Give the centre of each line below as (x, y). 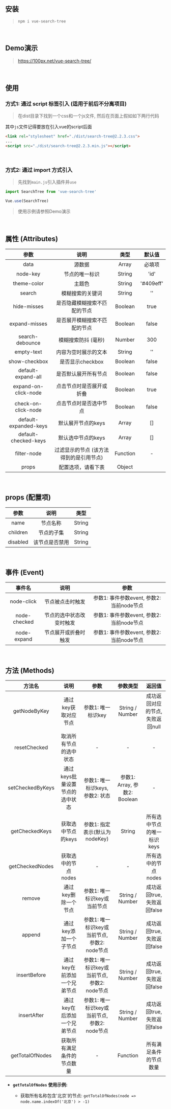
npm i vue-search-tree (42, 21)
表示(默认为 (97, 832)
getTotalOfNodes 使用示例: (40, 1085)
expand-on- (28, 386)
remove (31, 898)
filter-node (28, 453)
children (18, 532)
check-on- (28, 403)
